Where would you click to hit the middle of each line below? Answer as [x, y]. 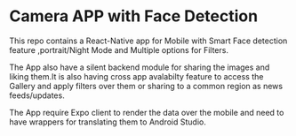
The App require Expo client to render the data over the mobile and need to [147, 112]
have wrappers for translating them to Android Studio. [108, 122]
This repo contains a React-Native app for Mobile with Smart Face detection [148, 41]
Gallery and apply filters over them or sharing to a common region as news [146, 86]
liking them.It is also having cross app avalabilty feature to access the [136, 76]
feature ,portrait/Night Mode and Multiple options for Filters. [119, 49]
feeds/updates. [37, 95]
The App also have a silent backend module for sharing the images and [140, 67]
